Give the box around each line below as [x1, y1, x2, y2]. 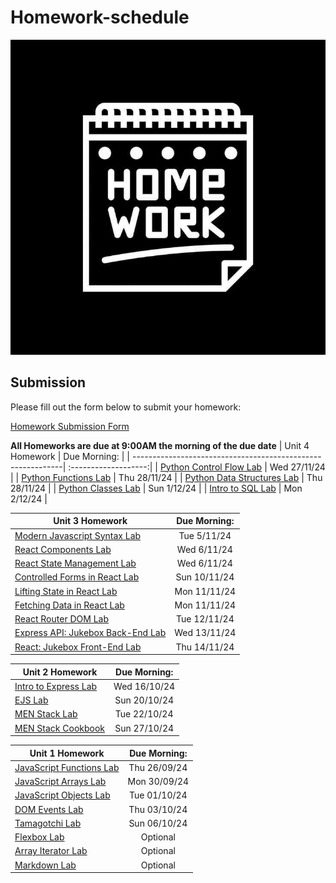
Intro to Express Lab [14, 680, 98, 692]
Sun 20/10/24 [114, 694, 175, 706]
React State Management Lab [14, 557, 137, 569]
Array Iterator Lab [14, 845, 88, 857]
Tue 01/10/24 [128, 789, 188, 801]
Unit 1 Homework [29, 747, 105, 759]
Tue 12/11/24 [175, 613, 235, 625]
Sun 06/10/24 [128, 817, 188, 829]
